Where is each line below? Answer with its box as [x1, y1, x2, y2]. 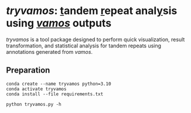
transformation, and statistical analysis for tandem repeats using [6, 42, 162, 49]
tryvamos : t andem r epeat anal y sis [6, 4, 178, 18]
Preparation [6, 66, 50, 76]
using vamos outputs [6, 16, 112, 30]
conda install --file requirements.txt [6, 91, 104, 97]
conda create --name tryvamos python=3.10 [6, 81, 111, 87]
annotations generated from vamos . [6, 48, 93, 55]
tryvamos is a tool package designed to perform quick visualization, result [6, 36, 185, 43]
